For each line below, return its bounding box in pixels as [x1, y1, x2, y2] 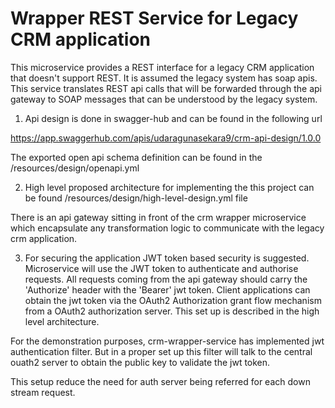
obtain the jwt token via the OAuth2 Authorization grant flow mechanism [24, 294, 322, 306]
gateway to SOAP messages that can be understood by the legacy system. [10, 93, 318, 105]
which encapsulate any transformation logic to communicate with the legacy [10, 222, 325, 234]
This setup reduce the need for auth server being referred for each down [10, 375, 311, 387]
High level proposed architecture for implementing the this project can [24, 181, 315, 193]
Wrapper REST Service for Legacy [10, 7, 299, 30]
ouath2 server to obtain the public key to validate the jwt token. [10, 356, 271, 368]
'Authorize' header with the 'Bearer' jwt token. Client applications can [24, 283, 311, 296]
